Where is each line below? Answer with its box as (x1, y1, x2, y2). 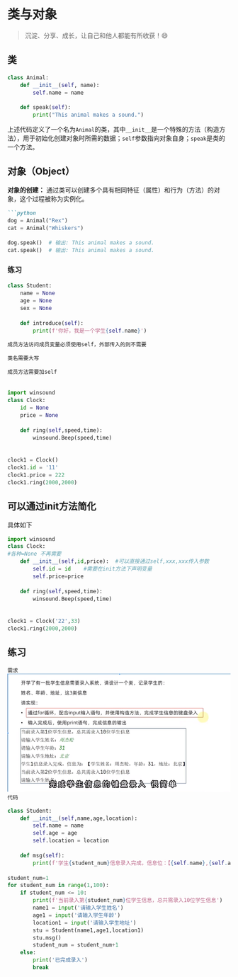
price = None (20, 411, 59, 418)
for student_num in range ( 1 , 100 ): (7, 882, 110, 889)
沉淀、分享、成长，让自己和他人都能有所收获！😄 (24, 31, 169, 40)
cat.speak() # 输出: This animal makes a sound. (7, 247, 154, 254)
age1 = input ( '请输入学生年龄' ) (33, 911, 121, 919)
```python (7, 210, 37, 217)
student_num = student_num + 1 (33, 942, 119, 949)
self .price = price (33, 573, 84, 580)
